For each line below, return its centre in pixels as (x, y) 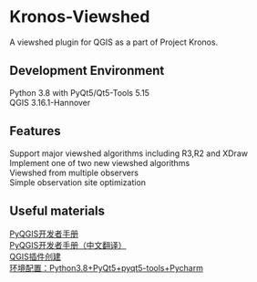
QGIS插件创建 (35, 256)
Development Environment (87, 71)
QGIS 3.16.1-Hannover (50, 102)
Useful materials (57, 210)
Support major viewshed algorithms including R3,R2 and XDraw (129, 153)
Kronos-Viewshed (80, 17)
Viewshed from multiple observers (74, 172)
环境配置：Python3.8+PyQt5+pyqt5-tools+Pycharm (106, 268)
